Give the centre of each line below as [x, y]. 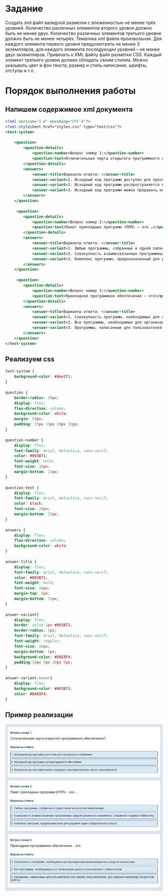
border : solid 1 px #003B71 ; [43, 625]
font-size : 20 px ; [32, 509]
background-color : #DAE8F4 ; [43, 657]
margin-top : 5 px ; [32, 594]
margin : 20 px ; [29, 419]
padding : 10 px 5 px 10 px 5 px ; [43, 662]
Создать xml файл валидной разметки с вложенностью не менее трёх [80, 23]
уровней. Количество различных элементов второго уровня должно [79, 28]
